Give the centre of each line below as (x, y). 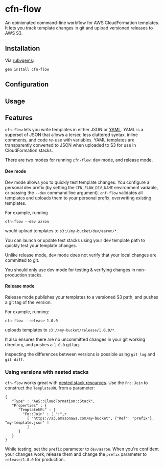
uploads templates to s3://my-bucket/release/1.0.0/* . (60, 330)
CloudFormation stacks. (29, 150)
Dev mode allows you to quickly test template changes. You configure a (77, 182)
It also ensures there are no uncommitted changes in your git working (75, 339)
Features (19, 118)
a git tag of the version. (29, 302)
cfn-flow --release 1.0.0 (31, 321)
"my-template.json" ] (27, 423)
